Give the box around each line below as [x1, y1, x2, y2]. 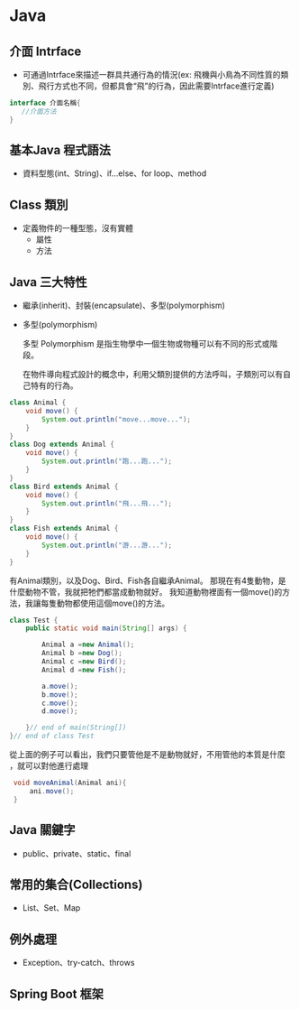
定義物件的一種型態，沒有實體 [22, 223, 133, 234]
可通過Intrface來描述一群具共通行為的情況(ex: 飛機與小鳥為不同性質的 [22, 69, 281, 79]
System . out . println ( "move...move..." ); [41, 414, 192, 424]
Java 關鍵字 [9, 822, 76, 838]
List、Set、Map [22, 903, 81, 913]
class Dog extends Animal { [9, 440, 115, 449]
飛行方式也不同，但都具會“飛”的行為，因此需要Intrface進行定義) [38, 80, 275, 91]
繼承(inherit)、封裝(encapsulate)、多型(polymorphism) [22, 300, 225, 311]
